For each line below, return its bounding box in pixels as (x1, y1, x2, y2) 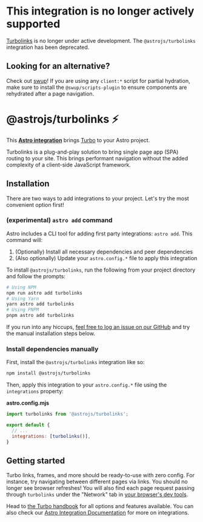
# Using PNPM (6, 307, 39, 313)
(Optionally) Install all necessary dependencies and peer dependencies (15, 248, 193, 255)
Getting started (6, 455, 65, 466)
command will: (6, 236, 43, 243)
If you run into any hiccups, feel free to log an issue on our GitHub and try (6, 324, 190, 331)
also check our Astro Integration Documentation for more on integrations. (6, 509, 190, 517)
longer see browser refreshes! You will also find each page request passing (6, 484, 195, 492)
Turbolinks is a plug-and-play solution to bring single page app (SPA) (6, 148, 179, 155)
